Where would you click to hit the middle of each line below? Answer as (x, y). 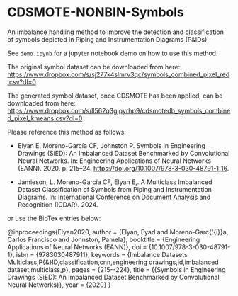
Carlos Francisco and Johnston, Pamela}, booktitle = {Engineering (104, 239)
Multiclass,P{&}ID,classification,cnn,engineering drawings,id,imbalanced (113, 262)
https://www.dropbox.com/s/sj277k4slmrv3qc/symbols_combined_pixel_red (119, 74)
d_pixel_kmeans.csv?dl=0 (45, 118)
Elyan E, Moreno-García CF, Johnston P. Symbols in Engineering (111, 145)
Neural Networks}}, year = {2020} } (59, 285)
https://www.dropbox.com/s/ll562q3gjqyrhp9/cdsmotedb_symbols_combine (119, 110)
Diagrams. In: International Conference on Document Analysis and (114, 197)
